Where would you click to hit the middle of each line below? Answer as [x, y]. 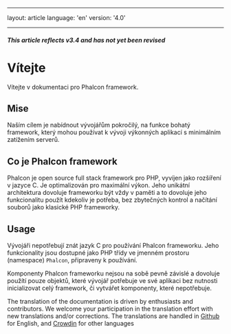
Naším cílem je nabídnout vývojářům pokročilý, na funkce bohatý [99, 125]
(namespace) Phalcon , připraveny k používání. [72, 260]
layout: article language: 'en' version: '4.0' [66, 18]
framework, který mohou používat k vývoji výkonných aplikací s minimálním [114, 132]
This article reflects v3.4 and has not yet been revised [86, 40]
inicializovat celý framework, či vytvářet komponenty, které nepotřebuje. [109, 288]
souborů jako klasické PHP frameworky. [64, 207]
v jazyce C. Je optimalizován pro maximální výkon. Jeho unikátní [99, 185]
